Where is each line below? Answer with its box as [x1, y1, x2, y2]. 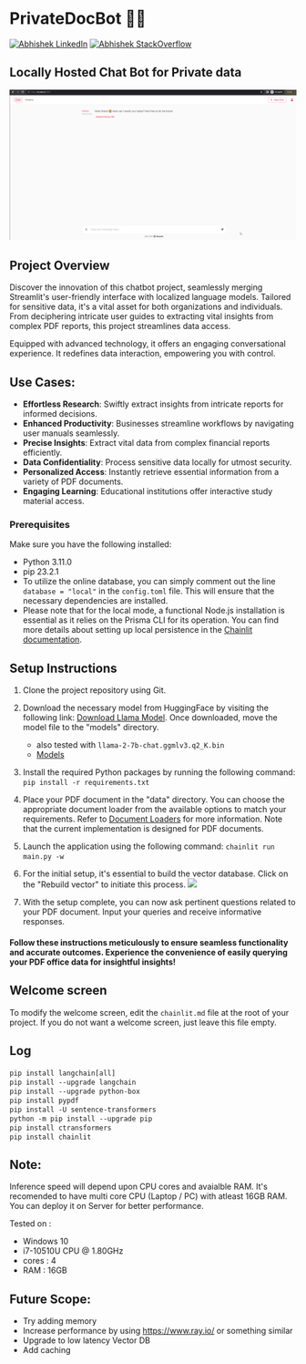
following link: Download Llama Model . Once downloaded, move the [22, 712, 278, 723]
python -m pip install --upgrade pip [9, 1114, 153, 1123]
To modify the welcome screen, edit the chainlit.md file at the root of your [9, 1007, 290, 1018]
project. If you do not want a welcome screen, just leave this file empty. [9, 1017, 278, 1028]
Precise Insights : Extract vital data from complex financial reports [22, 438, 270, 449]
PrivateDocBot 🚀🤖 [9, 8, 147, 29]
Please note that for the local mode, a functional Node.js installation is [22, 605, 285, 616]
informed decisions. [22, 408, 98, 419]
